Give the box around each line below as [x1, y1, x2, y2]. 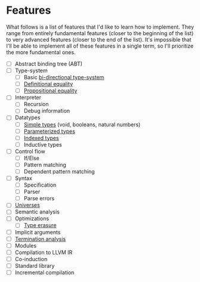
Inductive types [23, 141, 62, 148]
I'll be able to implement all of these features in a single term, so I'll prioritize [6, 42, 194, 49]
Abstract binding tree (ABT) [14, 60, 82, 67]
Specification [23, 181, 57, 188]
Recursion [23, 101, 49, 108]
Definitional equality [23, 80, 73, 88]
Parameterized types [23, 128, 76, 135]
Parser [23, 188, 41, 196]
